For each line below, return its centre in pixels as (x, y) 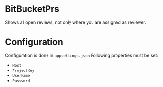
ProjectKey (23, 70)
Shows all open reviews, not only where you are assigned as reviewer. (76, 22)
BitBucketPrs (32, 9)
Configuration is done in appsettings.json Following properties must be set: (81, 55)
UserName (21, 76)
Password (21, 81)
